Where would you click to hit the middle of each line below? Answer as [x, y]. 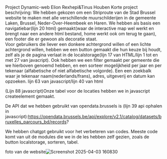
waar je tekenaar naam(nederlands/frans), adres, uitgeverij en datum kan [80, 76]
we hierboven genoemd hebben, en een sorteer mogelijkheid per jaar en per [83, 65]
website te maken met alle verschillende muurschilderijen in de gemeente [81, 18]
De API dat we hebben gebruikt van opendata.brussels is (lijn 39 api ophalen [84, 106]
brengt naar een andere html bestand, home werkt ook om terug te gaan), [81, 34]
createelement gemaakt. [30, 96]
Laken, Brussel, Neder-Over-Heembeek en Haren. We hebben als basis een [83, 23]
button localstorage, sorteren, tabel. [42, 142]
